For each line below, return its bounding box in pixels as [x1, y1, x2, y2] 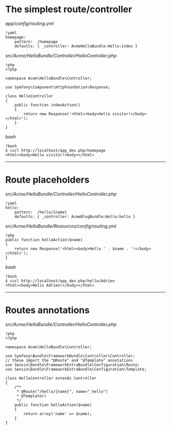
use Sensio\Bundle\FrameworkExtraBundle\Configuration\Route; [5, 362, 140, 367]
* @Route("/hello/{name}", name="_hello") [16, 389, 108, 394]
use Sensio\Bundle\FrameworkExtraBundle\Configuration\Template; [5, 366, 147, 372]
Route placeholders [5, 174, 90, 186]
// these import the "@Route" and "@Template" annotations [5, 358, 133, 363]
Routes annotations [5, 304, 90, 316]
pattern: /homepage [14, 39, 58, 44]
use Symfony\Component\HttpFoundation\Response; [5, 84, 110, 90]
